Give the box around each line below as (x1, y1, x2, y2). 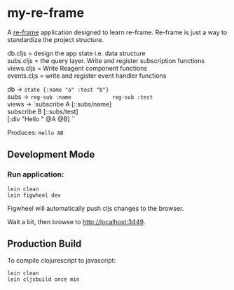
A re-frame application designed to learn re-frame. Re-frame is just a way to (7, 28, 228, 36)
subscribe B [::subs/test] (7, 107, 78, 116)
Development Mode (7, 149, 95, 160)
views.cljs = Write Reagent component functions (7, 64, 148, 72)
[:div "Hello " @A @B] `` (7, 114, 76, 123)
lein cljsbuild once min (7, 276, 80, 283)
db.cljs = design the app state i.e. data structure (7, 49, 146, 57)
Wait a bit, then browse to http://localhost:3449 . (7, 217, 146, 226)
